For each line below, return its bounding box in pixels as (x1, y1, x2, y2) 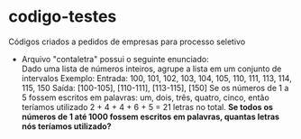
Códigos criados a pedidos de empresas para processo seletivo (8, 36, 246, 47)
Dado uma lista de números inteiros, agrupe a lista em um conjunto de (21, 63, 282, 74)
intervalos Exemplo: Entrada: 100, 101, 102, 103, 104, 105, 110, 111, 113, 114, (21, 72, 292, 83)
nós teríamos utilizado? (21, 120, 112, 132)
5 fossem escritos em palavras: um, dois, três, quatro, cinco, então (21, 92, 269, 103)
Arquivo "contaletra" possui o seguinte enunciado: (21, 53, 209, 64)
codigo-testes (8, 6, 117, 27)
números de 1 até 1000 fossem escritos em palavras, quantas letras (21, 111, 280, 122)
